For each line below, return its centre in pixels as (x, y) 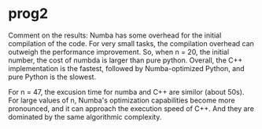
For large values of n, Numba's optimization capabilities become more (122, 100)
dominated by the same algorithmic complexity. (85, 116)
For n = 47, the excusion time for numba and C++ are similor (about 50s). (126, 91)
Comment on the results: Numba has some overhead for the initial (115, 35)
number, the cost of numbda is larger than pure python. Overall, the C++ (125, 60)
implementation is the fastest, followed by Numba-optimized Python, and (127, 68)
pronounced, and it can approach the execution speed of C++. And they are (131, 108)
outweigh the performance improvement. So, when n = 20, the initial (119, 52)
